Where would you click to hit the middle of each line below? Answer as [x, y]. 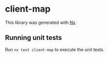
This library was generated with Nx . [41, 22]
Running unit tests [33, 38]
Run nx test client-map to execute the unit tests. [55, 49]
